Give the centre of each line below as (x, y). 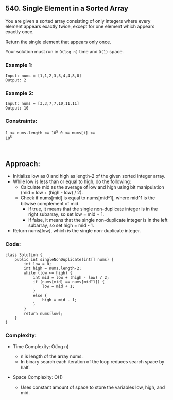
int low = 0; (38, 264)
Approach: (23, 164)
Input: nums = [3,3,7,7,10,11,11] (42, 104)
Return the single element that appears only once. (58, 42)
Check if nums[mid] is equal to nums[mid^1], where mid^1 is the (88, 198)
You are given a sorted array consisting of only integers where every (78, 21)
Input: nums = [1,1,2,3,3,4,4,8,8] (44, 76)
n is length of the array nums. (52, 356)
